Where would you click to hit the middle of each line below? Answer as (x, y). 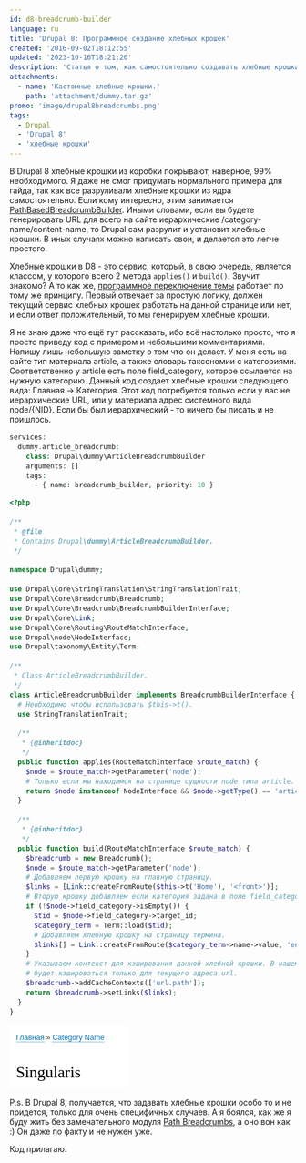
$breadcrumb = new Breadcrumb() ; (89, 858)
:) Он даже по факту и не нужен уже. (81, 1131)
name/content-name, (49, 229)
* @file (28, 531)
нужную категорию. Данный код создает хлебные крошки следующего (149, 381)
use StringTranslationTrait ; (73, 714)
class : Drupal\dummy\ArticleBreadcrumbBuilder (116, 456)
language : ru (34, 29)
